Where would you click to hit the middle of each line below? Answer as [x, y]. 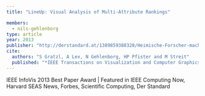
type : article [24, 34]
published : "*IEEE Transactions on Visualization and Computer [94, 62]
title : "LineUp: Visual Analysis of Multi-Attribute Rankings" [88, 12]
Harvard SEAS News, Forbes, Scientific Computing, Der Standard [88, 86]
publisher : [20, 46]
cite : [13, 51]
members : [17, 23]
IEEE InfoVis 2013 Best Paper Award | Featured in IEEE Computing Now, [96, 80]
